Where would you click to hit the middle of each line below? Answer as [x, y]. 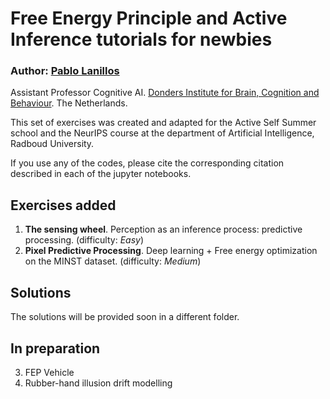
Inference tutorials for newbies [141, 39]
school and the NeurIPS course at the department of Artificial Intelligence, [162, 133]
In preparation [55, 348]
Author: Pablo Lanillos [65, 71]
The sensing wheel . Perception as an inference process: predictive [163, 229]
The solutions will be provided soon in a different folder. [125, 317]
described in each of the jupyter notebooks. [101, 174]
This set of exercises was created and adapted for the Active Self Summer [163, 123]
